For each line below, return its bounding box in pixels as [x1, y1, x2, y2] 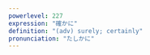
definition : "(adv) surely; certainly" [8, 27, 144, 35]
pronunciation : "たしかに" [8, 34, 95, 43]
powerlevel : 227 [8, 11, 63, 20]
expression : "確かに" [8, 19, 78, 27]
